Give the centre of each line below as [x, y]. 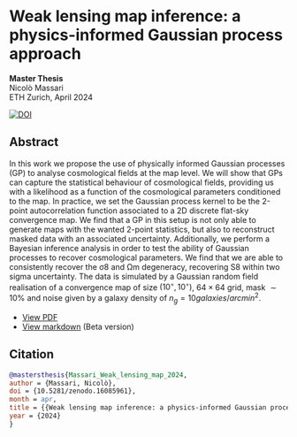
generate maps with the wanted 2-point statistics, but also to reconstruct [142, 229]
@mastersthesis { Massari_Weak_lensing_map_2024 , [99, 375]
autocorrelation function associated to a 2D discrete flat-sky [139, 211]
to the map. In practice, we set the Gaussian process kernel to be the [135, 201]
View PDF [40, 317]
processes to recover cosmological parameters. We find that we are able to [146, 257]
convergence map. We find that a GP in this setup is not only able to [133, 219]
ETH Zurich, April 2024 [51, 97]
